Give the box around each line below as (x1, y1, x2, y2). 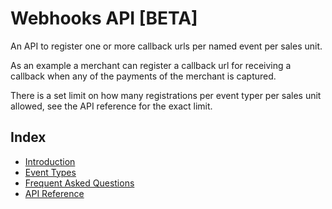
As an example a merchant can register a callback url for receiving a (10, 59, 292, 71)
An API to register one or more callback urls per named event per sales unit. (10, 40, 323, 52)
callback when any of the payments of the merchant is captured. (10, 70, 277, 82)
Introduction (24, 155, 76, 167)
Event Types (24, 166, 77, 178)
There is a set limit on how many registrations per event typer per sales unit (10, 89, 322, 101)
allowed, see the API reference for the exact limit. (10, 100, 213, 112)
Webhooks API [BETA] (10, 7, 198, 30)
